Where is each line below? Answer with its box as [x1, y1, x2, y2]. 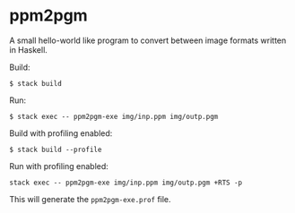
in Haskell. [9, 44, 48, 55]
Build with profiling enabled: [9, 127, 113, 139]
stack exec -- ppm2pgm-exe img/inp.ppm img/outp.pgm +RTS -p [9, 178, 243, 187]
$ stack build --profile [9, 145, 102, 154]
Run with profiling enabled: [9, 160, 109, 171]
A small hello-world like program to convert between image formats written [9, 35, 287, 46]
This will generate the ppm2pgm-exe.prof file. [9, 193, 172, 204]
